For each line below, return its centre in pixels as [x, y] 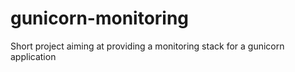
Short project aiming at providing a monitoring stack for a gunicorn [147, 46]
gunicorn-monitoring [100, 18]
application [33, 56]
